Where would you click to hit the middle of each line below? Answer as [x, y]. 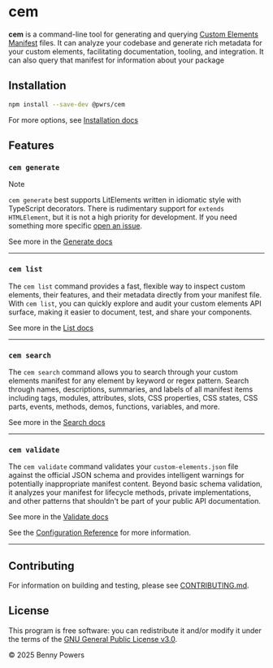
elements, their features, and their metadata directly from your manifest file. [135, 294]
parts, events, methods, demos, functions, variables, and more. [115, 406]
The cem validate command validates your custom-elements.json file [123, 466]
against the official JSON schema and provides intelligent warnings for [126, 475]
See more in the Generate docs [61, 241]
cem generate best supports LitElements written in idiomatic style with [125, 200]
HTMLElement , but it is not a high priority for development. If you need [123, 217]
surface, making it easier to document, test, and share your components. [130, 312]
